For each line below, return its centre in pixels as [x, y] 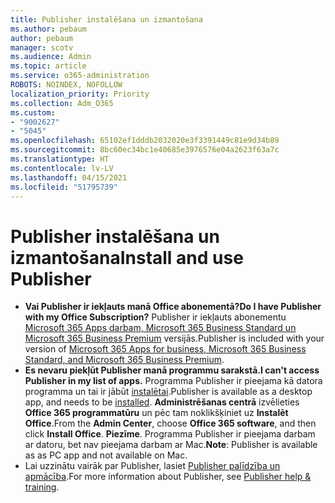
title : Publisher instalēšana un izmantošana [106, 19]
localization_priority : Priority [80, 94]
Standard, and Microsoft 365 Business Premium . [124, 360]
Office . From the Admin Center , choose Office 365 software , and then [170, 423]
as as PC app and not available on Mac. [106, 455]
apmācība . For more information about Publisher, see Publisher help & [168, 477]
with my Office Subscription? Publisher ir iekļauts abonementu [155, 317]
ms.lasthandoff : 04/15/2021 [69, 177]
